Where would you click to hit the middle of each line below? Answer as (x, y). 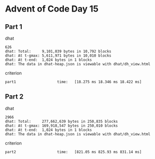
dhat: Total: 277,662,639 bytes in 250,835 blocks (62, 121)
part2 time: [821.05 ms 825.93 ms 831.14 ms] (73, 152)
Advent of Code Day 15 (52, 9)
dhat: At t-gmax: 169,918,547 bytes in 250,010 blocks (62, 126)
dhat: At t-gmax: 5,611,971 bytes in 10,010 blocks (58, 56)
